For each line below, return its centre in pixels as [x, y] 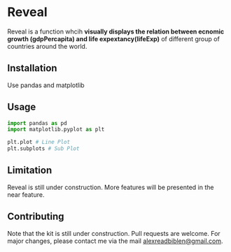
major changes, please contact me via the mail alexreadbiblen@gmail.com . [115, 241]
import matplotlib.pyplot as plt [56, 130]
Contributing [36, 217]
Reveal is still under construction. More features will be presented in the [111, 187]
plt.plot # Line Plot [39, 142]
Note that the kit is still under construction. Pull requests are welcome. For [114, 233]
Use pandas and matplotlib [46, 85]
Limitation [30, 171]
